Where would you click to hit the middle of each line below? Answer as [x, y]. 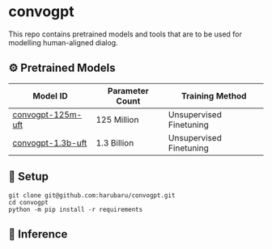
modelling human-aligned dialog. [64, 42]
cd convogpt [28, 202]
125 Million [117, 120]
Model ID [50, 95]
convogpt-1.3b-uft [50, 142]
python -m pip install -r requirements [76, 209]
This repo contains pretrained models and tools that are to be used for [125, 34]
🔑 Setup [29, 177]
